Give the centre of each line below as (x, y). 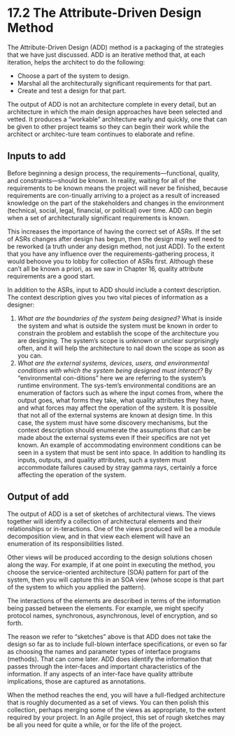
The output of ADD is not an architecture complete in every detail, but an (112, 104)
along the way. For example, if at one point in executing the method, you (111, 564)
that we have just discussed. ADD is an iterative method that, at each (106, 55)
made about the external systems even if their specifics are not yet (114, 437)
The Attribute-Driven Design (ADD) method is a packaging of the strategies (115, 47)
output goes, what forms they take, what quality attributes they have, (116, 400)
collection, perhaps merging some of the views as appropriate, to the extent (116, 709)
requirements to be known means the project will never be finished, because (117, 188)
